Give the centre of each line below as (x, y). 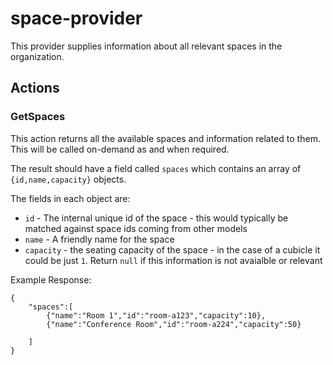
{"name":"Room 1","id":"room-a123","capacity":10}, (156, 315)
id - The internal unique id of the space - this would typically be (156, 218)
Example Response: (51, 279)
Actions (35, 88)
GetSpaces (38, 117)
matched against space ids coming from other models (136, 228)
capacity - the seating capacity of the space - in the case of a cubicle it (172, 249)
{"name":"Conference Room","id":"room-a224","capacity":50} (174, 324)
